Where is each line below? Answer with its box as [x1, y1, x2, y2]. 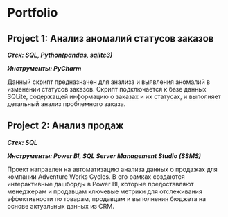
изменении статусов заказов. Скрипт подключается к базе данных [7, 85, 207, 93]
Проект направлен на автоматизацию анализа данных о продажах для [7, 165, 218, 173]
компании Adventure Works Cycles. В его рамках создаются [7, 172, 185, 181]
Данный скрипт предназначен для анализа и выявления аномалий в [7, 78, 211, 86]
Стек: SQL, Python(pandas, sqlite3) [7, 51, 113, 59]
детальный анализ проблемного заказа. [7, 100, 126, 108]
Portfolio [7, 5, 58, 21]
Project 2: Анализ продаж [7, 120, 124, 132]
